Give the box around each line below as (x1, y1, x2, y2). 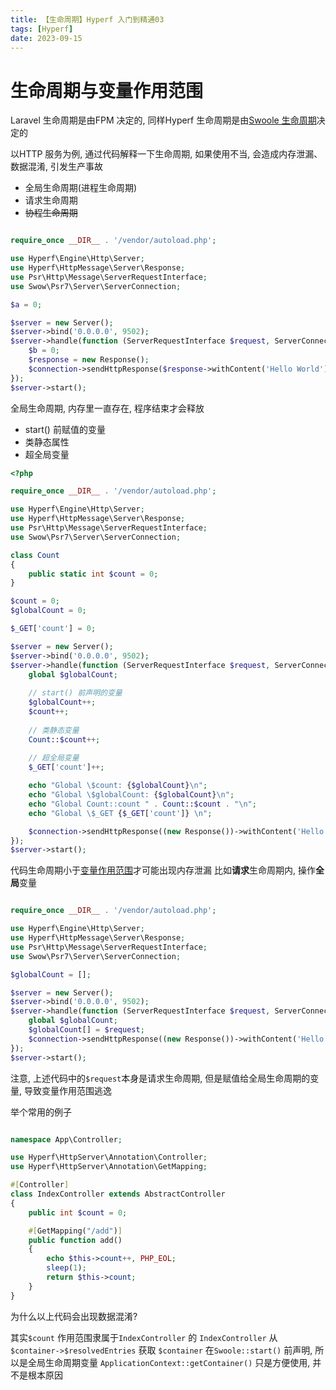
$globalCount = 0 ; (10, 606, 87, 616)
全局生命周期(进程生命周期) (24, 182, 138, 194)
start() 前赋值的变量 (24, 423, 106, 435)
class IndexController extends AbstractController (10, 1189, 226, 1200)
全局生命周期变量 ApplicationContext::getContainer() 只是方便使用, (27, 1356, 311, 1368)
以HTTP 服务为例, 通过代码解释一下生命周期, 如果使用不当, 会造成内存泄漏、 (10, 148, 323, 160)
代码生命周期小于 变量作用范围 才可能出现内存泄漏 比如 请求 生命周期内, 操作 (10, 864, 316, 876)
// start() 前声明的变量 (28, 688, 123, 698)
